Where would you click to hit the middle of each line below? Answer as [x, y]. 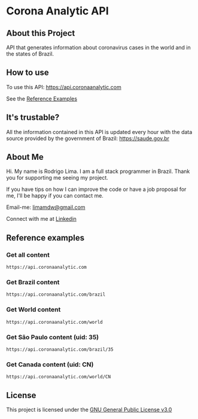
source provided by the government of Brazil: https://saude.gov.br [88, 138]
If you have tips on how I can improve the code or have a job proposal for [96, 189]
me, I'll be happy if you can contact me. [55, 196]
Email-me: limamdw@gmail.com [46, 207]
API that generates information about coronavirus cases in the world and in [99, 47]
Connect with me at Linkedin [41, 219]
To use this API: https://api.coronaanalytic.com [64, 87]
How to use [28, 73]
